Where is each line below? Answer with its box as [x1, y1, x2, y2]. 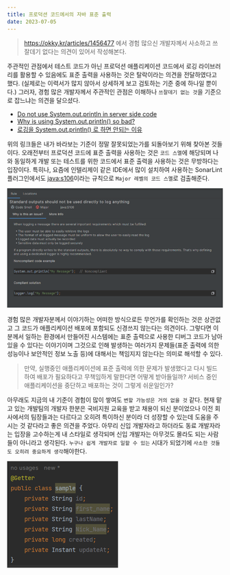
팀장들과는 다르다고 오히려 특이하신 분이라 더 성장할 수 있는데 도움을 [30, 413, 212, 421]
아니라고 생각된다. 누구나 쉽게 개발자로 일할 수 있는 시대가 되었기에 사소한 [19, 438, 208, 446]
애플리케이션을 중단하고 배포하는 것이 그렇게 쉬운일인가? [23, 381, 174, 389]
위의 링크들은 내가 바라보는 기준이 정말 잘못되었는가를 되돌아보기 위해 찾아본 [7, 140, 210, 148]
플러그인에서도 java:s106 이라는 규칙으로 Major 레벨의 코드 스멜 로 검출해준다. [7, 174, 210, 182]
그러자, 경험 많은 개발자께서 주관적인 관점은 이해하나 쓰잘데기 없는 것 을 [18, 88, 203, 96]
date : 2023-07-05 [7, 18, 57, 25]
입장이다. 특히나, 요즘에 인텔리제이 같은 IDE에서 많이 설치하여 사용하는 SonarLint [7, 165, 222, 174]
